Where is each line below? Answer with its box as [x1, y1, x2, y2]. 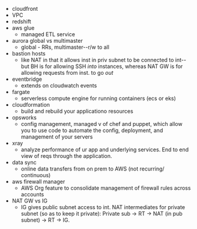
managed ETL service [20, 31, 75, 38]
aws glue [11, 24, 35, 31]
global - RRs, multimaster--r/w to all [20, 43, 110, 51]
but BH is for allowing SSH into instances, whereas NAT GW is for [20, 63, 183, 70]
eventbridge [11, 75, 42, 83]
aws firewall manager [11, 178, 65, 185]
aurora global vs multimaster [11, 37, 83, 44]
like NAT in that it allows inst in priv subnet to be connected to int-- [20, 57, 186, 63]
